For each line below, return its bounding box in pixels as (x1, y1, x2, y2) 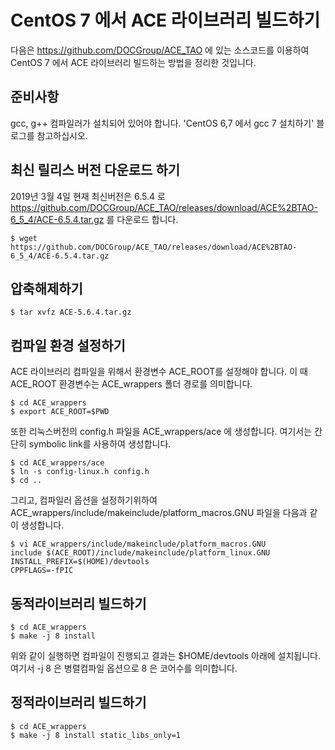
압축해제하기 (10, 280, 83, 297)
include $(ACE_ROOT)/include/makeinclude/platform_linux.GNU (10, 548, 271, 558)
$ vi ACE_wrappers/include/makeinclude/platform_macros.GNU (10, 539, 267, 550)
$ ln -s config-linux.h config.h (10, 467, 150, 477)
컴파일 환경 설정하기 (10, 337, 126, 354)
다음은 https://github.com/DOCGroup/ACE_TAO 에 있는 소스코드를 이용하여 (10, 44, 310, 56)
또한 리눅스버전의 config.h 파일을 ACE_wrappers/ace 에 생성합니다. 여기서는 (10, 426, 313, 438)
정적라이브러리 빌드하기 (10, 694, 147, 711)
